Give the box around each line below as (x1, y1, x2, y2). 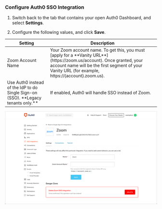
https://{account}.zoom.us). (50, 73, 105, 79)
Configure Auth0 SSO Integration (5, 4, 84, 11)
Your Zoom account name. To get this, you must (50, 47, 145, 53)
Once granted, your (104, 58, 143, 63)
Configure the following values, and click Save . (12, 30, 106, 35)
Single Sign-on (7, 90, 38, 96)
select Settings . (12, 20, 44, 26)
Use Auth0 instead (7, 79, 44, 86)
